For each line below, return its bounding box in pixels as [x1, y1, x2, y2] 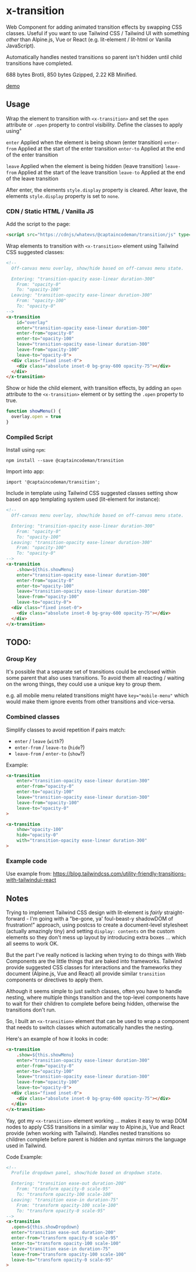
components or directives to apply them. [6, 976, 104, 983]
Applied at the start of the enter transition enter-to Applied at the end [17, 145, 185, 152]
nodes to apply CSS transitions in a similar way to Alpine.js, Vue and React [6, 1123, 185, 1130]
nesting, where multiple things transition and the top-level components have [6, 994, 190, 1001]
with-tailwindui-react [6, 877, 57, 884]
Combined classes [6, 713, 60, 721]
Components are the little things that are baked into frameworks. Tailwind [6, 958, 183, 965]
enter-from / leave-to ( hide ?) [14, 744, 85, 751]
